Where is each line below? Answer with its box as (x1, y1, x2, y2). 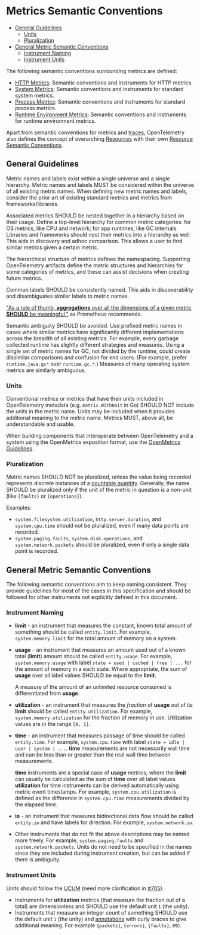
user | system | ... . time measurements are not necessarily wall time (14, 745, 190, 752)
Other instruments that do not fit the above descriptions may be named (14, 831, 190, 838)
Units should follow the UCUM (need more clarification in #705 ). (6, 885, 164, 892)
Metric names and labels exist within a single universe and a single (6, 175, 170, 182)
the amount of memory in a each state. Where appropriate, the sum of (14, 665, 187, 673)
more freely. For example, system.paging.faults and (14, 837, 144, 844)
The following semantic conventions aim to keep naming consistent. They (6, 581, 187, 588)
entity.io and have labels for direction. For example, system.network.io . (14, 819, 194, 826)
